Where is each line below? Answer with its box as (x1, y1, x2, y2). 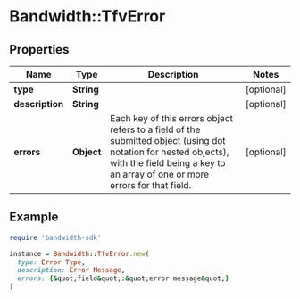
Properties (9, 42, 70, 57)
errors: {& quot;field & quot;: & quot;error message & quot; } (17, 274, 229, 283)
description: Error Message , (17, 266, 126, 275)
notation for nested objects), (110, 145, 229, 158)
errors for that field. (110, 179, 192, 191)
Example (9, 210, 59, 225)
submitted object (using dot (110, 135, 226, 146)
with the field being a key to (110, 157, 226, 169)
